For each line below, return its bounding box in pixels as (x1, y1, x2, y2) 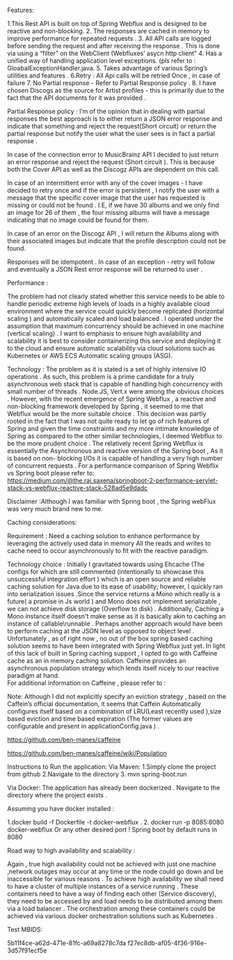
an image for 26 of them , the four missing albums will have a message (7, 209, 210, 216)
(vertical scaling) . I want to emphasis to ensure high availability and (7, 330, 202, 337)
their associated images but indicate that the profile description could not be (7, 237, 226, 245)
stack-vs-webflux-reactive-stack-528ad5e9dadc (7, 484, 148, 492)
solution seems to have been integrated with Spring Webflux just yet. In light (7, 642, 226, 650)
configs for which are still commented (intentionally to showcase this (7, 568, 204, 575)
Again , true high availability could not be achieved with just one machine (7, 860, 217, 868)
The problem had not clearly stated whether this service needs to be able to (7, 293, 225, 300)
